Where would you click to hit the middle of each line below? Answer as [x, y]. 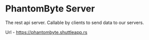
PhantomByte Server [50, 9]
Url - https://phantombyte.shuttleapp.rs [46, 32]
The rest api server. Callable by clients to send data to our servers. [75, 22]
